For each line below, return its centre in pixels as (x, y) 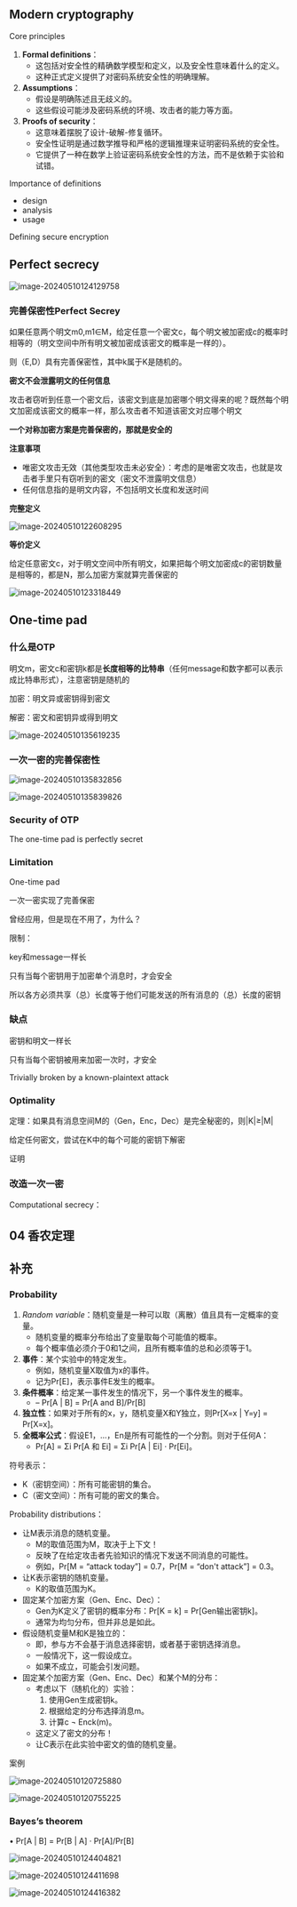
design (35, 200)
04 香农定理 (42, 1235)
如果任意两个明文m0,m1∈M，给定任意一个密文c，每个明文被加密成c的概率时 (149, 332)
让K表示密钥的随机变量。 (67, 1578)
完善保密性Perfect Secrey (65, 310)
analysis (37, 210)
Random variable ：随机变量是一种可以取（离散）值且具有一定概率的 (147, 1315)
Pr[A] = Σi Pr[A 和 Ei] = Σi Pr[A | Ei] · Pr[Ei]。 (116, 1446)
